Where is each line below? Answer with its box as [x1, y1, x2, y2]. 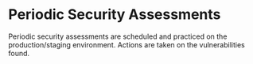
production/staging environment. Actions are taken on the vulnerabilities [8, 40, 245, 49]
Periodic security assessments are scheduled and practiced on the [8, 32, 228, 41]
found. [8, 48, 30, 58]
